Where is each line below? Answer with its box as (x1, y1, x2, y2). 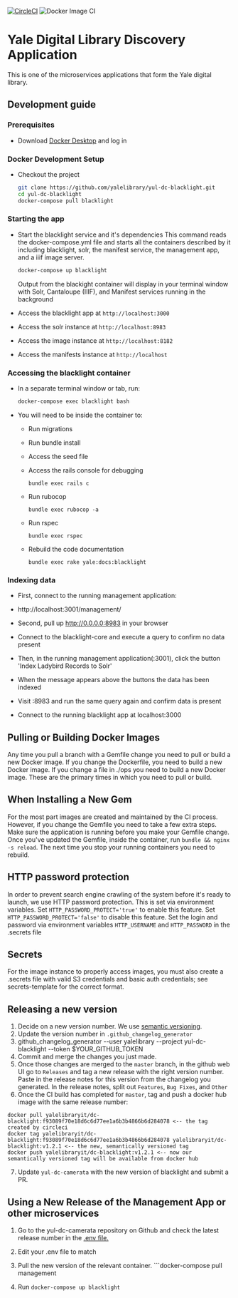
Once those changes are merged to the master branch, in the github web (17, 1060, 230, 1068)
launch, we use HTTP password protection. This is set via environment (7, 897, 215, 906)
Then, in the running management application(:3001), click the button (17, 654, 221, 663)
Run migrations (28, 424, 73, 433)
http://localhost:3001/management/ (17, 605, 122, 614)
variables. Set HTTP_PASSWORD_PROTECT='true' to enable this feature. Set (7, 905, 215, 914)
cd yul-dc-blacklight (17, 190, 82, 197)
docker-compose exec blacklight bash (17, 398, 130, 406)
